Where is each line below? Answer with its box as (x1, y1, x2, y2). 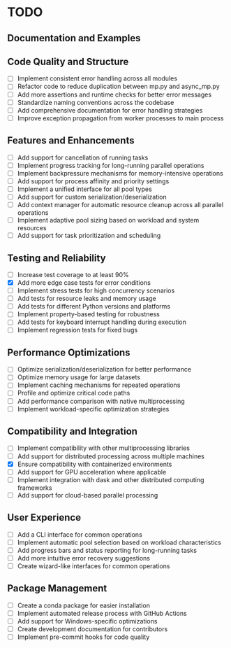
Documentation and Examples (7, 32, 141, 44)
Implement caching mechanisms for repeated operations (17, 381, 181, 389)
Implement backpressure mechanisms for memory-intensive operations (17, 169, 223, 177)
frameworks (17, 484, 52, 492)
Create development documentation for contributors (17, 624, 168, 633)
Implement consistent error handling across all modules (17, 74, 178, 83)
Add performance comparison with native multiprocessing (17, 397, 185, 405)
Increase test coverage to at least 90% (17, 270, 129, 279)
